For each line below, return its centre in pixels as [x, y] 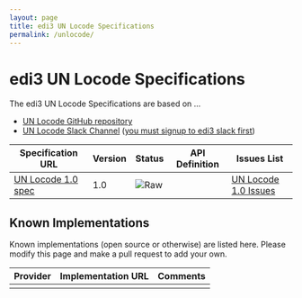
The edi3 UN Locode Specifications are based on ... [105, 104]
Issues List [260, 158]
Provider [33, 276]
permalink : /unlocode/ [52, 34]
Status [150, 158]
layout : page [34, 18]
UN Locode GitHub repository [77, 122]
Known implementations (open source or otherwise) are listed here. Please [147, 245]
